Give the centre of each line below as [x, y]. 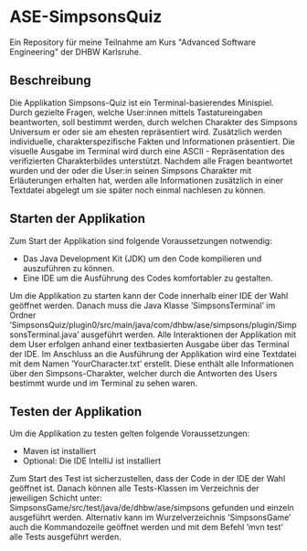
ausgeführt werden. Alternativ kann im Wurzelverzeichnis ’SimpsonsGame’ [150, 517]
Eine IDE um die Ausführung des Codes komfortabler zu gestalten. [148, 278]
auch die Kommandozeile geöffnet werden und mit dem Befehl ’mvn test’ [146, 527]
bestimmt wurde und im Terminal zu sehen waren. [104, 383]
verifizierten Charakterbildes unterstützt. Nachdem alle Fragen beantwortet [151, 161]
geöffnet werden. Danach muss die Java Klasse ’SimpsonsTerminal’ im [143, 305]
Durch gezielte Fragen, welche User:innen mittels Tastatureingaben [136, 112]
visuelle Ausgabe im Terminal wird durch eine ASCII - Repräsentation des [147, 151]
